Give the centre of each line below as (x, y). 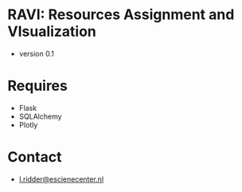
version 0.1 (37, 53)
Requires (38, 86)
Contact (35, 157)
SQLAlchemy (40, 116)
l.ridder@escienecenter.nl (61, 179)
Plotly (28, 124)
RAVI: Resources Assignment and (121, 15)
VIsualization (52, 31)
